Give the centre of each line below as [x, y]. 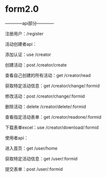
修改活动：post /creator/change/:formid [45, 96]
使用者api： [17, 138]
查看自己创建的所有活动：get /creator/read [48, 75]
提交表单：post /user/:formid [34, 169]
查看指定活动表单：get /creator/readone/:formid [53, 117]
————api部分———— [30, 23]
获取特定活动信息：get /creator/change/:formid [53, 86]
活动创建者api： [21, 44]
